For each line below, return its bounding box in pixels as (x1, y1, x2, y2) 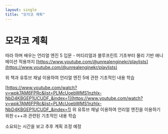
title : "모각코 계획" (5, 12, 45, 17)
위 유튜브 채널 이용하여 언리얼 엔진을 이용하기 (72, 106, 161, 112)
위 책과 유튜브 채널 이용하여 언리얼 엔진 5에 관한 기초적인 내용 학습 (5, 74, 135, 80)
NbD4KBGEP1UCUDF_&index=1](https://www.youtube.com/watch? (5, 95, 143, 101)
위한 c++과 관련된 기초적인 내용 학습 (5, 113, 77, 119)
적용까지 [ (18, 58, 38, 65)
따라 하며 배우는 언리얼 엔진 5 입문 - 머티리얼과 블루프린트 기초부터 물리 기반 (5, 52, 154, 58)
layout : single (5, 7, 37, 12)
